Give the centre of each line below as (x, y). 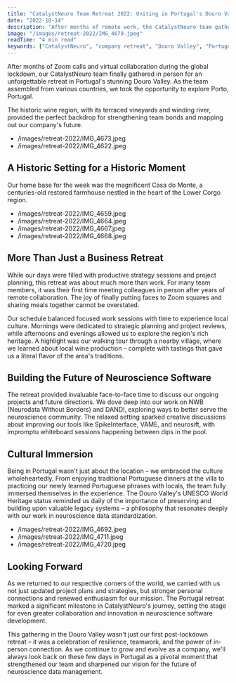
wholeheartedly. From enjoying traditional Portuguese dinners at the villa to (116, 479)
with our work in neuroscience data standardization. (83, 516)
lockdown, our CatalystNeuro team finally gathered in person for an (105, 74)
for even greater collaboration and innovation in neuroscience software (110, 613)
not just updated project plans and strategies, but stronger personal (105, 591)
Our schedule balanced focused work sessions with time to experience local (118, 318)
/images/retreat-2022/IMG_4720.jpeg (72, 545)
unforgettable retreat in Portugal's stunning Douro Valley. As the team (108, 81)
